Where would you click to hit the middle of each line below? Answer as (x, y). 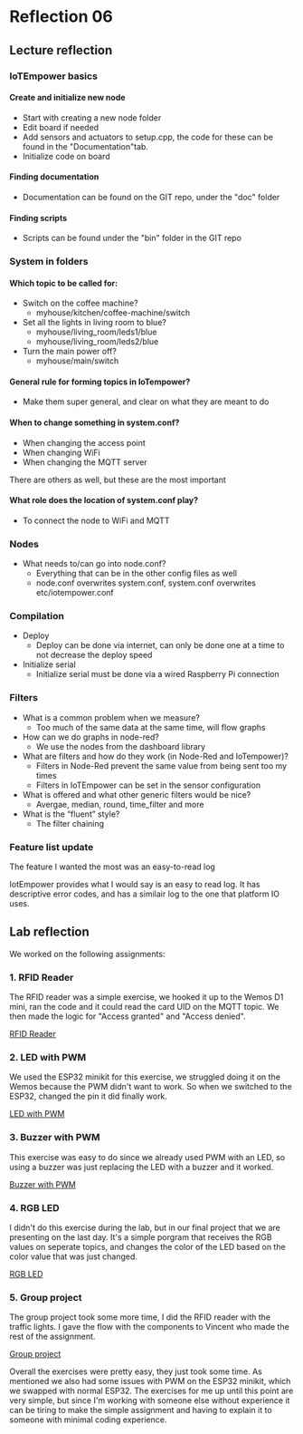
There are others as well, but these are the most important (118, 480)
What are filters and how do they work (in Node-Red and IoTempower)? (156, 756)
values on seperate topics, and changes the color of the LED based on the (148, 1247)
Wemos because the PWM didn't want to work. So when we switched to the (151, 1087)
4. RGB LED (35, 1207)
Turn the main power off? (70, 352)
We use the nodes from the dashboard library (121, 746)
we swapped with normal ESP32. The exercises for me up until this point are (151, 1391)
